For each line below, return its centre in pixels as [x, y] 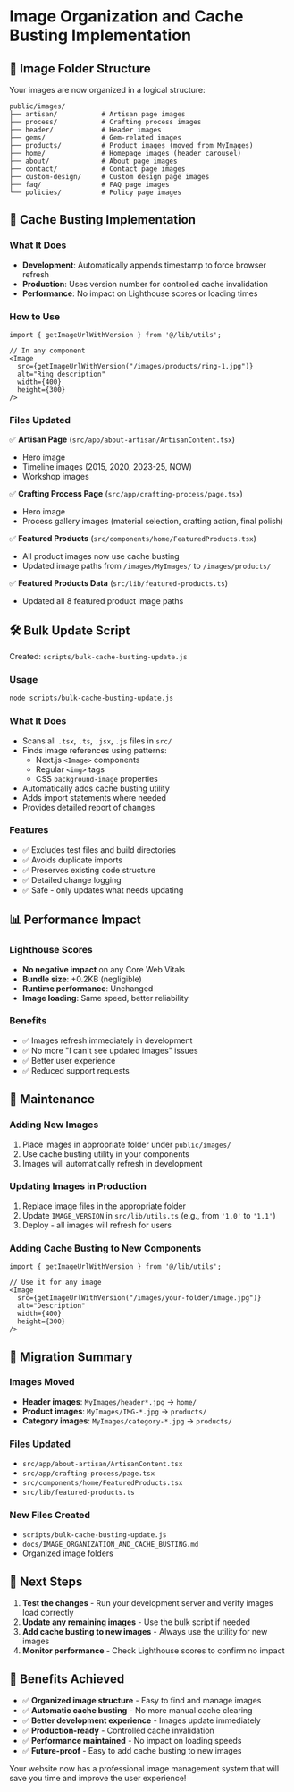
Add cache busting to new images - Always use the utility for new [145, 1632]
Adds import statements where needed [94, 797]
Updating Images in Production [78, 1186]
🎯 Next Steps [46, 1581]
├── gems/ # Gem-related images [95, 138]
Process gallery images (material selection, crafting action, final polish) [153, 522]
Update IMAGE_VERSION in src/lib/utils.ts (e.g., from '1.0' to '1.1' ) [149, 1215]
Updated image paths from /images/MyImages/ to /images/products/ [147, 566]
